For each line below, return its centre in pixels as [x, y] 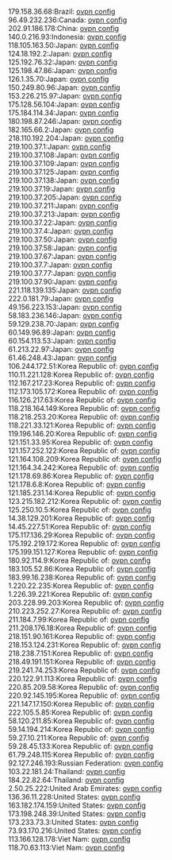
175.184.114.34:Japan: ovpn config [63, 113]
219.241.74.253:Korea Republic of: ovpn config [84, 670]
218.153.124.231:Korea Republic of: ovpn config [84, 645]
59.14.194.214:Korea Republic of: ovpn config [81, 729]
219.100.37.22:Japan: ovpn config [63, 223]
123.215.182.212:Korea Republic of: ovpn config [85, 501]
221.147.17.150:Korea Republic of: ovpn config [81, 704]
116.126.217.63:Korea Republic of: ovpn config [82, 400]
